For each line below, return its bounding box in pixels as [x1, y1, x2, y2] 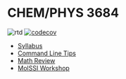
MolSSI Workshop [17, 64, 70, 72]
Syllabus [17, 41, 43, 50]
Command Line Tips [17, 49, 76, 57]
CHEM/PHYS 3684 [7, 5, 120, 21]
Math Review [17, 56, 56, 64]
